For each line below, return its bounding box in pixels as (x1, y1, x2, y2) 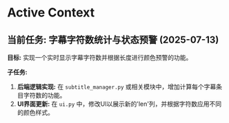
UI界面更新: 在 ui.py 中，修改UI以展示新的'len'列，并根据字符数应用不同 (17, 100, 222, 108)
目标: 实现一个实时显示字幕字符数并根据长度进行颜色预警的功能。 (7, 54, 192, 61)
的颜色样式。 (17, 109, 54, 116)
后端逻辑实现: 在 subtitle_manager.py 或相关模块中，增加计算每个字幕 (17, 82, 217, 91)
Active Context (7, 5, 95, 21)
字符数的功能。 (23, 91, 66, 99)
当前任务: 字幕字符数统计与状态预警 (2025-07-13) (7, 34, 219, 45)
